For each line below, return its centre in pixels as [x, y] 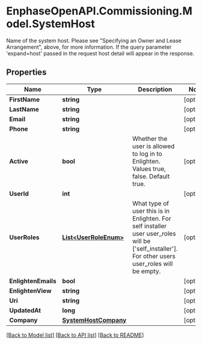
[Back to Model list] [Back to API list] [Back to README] [75, 335]
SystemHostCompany [94, 320]
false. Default [151, 176]
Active [19, 161]
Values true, [149, 169]
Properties [26, 73]
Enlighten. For [151, 218]
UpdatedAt [25, 310]
